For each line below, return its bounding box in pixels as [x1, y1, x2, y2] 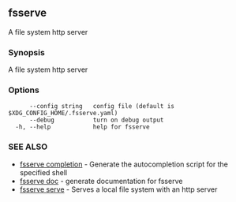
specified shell [19, 167, 68, 177]
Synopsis [8, 47, 45, 58]
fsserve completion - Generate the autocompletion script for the [19, 159, 229, 169]
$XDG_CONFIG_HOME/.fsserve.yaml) [8, 110, 118, 118]
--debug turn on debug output [28, 116, 164, 125]
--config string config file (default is [28, 103, 175, 110]
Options [8, 84, 39, 95]
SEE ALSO [8, 141, 48, 152]
